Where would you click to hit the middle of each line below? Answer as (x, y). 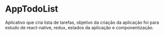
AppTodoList (32, 9)
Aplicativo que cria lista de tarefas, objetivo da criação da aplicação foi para (82, 22)
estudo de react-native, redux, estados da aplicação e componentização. (80, 27)
